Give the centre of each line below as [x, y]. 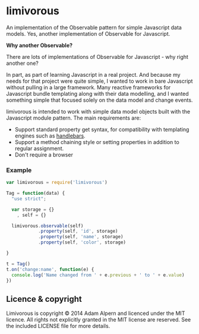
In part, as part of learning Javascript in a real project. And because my [93, 74]
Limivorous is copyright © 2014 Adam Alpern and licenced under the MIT [96, 313]
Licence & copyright [44, 299]
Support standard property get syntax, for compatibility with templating [102, 129]
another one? [22, 63]
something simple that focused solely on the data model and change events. [99, 100]
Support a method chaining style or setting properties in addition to [97, 142]
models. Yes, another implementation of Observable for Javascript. [88, 33]
